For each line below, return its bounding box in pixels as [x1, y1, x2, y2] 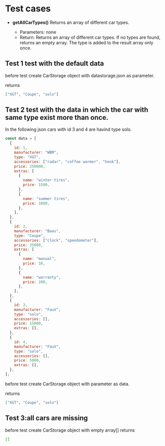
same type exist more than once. [5, 113, 109, 122]
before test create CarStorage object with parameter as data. [5, 381, 130, 387]
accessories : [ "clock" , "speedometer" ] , [14, 238, 99, 243]
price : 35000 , [14, 242, 43, 248]
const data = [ [5, 136, 37, 141]
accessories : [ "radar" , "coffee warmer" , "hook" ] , [14, 159, 121, 164]
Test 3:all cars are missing [5, 414, 88, 423]
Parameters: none [19, 29, 56, 35]
